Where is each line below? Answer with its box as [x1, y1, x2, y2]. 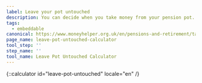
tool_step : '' [6, 43, 42, 49]
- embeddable [11, 25, 44, 32]
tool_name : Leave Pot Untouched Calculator [6, 54, 117, 60]
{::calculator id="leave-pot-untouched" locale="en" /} [6, 70, 139, 77]
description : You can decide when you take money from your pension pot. [6, 14, 195, 20]
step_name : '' [6, 48, 42, 54]
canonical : [6, 31, 34, 37]
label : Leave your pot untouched [6, 8, 90, 15]
